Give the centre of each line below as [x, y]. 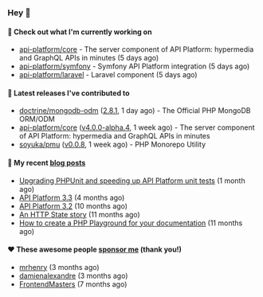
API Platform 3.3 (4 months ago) [72, 197]
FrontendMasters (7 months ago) [73, 284]
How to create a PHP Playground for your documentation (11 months [131, 223]
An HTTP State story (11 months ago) [79, 214]
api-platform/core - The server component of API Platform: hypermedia [136, 49]
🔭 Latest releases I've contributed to [69, 93]
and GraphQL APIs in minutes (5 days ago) [89, 58]
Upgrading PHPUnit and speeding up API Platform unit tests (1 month [132, 180]
